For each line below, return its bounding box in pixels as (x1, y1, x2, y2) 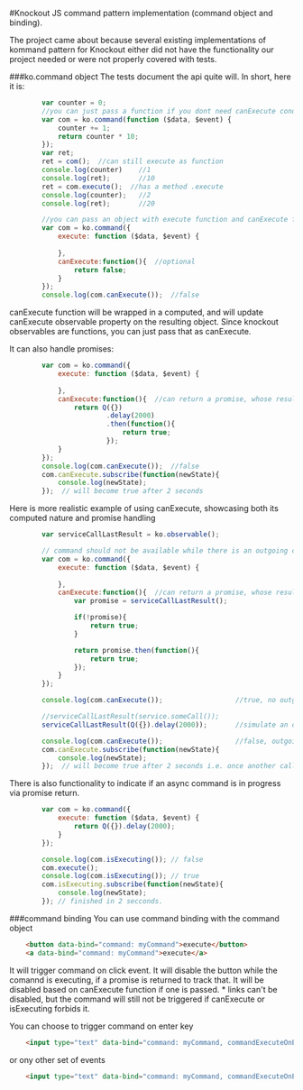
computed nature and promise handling (9, 513, 156, 524)
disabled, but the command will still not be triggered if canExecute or (9, 994, 265, 1004)
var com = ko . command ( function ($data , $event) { (41, 114, 232, 124)
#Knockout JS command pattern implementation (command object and (9, 8, 273, 18)
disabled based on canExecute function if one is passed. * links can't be (9, 984, 278, 994)
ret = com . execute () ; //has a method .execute (41, 182, 224, 191)
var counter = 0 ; (41, 98, 106, 107)
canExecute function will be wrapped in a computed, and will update (9, 307, 264, 318)
